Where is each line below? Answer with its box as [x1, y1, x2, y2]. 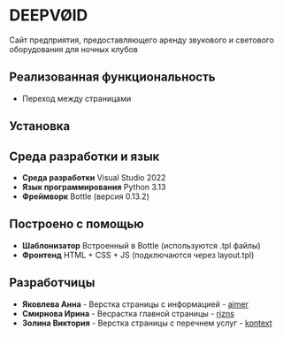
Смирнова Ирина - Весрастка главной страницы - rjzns [21, 308, 234, 318]
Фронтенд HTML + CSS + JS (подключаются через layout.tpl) [21, 249, 255, 260]
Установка [9, 119, 71, 134]
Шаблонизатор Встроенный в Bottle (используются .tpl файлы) [21, 240, 261, 250]
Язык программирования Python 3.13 [21, 181, 166, 192]
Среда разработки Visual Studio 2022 [21, 172, 166, 182]
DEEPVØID [9, 5, 88, 26]
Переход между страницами [21, 93, 132, 103]
